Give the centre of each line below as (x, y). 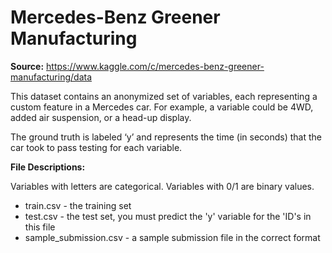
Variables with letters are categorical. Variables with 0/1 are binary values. (162, 186)
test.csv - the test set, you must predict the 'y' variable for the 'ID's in (168, 216)
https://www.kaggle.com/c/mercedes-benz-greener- (155, 66)
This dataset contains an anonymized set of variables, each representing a (164, 96)
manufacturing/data (51, 77)
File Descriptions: (48, 167)
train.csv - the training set (78, 205)
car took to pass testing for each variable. (96, 147)
